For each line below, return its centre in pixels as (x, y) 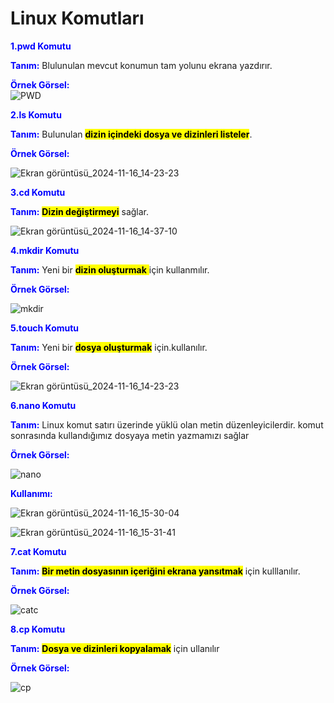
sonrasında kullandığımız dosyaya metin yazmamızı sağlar (130, 435)
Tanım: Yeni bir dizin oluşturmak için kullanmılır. (110, 269)
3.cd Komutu (38, 192)
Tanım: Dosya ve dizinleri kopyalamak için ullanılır (115, 648)
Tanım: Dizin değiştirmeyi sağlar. (80, 211)
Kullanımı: (31, 493)
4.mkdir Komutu (45, 250)
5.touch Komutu (45, 328)
